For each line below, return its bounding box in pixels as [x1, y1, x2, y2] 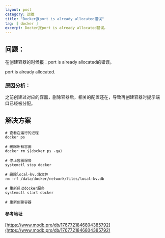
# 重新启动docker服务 [5, 186, 45, 191]
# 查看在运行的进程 [5, 131, 39, 136]
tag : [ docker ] [5, 21, 38, 26]
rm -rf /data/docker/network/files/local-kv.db [5, 176, 105, 181]
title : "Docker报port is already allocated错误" [5, 16, 105, 21]
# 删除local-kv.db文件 [5, 172, 49, 177]
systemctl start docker [5, 190, 54, 195]
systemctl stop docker [5, 163, 52, 168]
